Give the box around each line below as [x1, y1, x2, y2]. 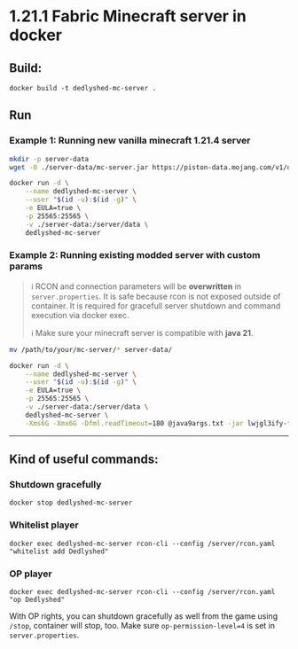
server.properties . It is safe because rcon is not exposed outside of [30, 291, 281, 301]
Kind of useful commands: [9, 452, 159, 467]
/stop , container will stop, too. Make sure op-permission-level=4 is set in [9, 621, 276, 631]
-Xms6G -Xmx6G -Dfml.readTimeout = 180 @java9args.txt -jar [25, 418, 244, 427]
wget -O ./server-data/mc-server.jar [9, 162, 149, 172]
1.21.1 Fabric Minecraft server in [9, 6, 247, 27]
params [9, 260, 43, 272]
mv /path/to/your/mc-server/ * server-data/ [9, 345, 173, 354]
